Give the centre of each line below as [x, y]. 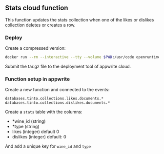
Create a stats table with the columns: [44, 112]
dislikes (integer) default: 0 [39, 137]
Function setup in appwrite [37, 79]
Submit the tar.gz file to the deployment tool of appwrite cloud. [68, 66]
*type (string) [26, 127]
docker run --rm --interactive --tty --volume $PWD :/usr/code [70, 57]
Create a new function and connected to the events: [57, 90]
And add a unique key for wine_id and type [48, 146]
